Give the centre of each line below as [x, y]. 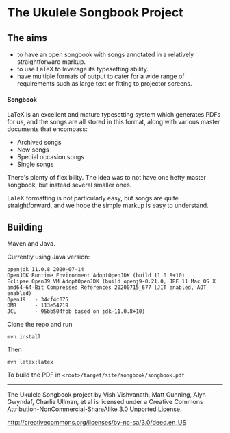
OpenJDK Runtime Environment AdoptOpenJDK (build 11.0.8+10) [96, 276]
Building [25, 227]
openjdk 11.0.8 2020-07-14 [46, 270]
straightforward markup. [51, 62]
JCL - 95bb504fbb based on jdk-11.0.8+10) [76, 312]
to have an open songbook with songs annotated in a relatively [105, 54]
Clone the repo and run [40, 325]
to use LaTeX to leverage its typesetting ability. [83, 69]
